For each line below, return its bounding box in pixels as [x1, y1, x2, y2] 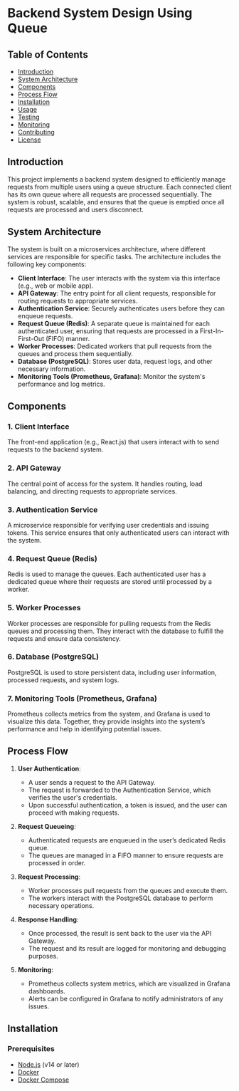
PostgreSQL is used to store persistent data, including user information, [7, 668, 217, 677]
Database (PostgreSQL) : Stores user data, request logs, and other [17, 357, 213, 365]
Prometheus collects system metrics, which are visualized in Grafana [28, 979, 230, 988]
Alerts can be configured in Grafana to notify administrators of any [28, 994, 223, 1003]
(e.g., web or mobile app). [17, 281, 94, 290]
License [17, 135, 41, 144]
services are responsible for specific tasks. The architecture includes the [7, 252, 221, 261]
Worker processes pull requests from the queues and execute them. [28, 886, 228, 894]
